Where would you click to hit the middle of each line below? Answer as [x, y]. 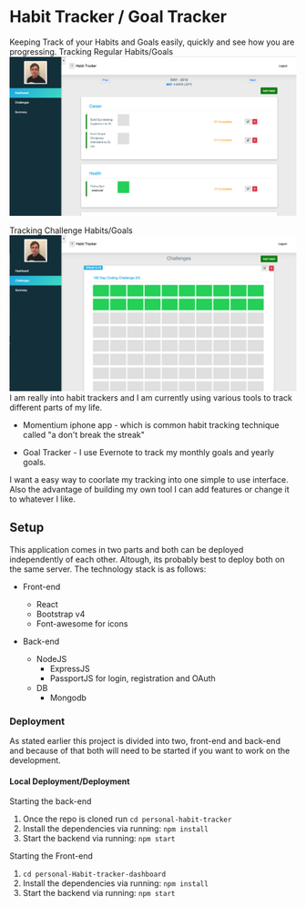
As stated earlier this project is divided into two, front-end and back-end [145, 741]
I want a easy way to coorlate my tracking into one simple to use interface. [149, 479]
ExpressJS [70, 668]
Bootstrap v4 [61, 614]
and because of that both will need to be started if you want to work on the [150, 751]
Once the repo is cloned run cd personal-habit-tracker [127, 819]
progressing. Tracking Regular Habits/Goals [92, 51]
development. [35, 760]
